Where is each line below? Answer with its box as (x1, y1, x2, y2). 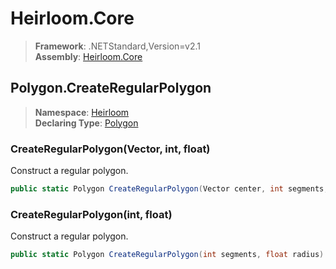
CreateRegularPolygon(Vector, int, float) (10, 142, 211, 156)
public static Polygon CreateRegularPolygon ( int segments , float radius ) (10, 250, 325, 260)
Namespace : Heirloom (34, 106, 130, 118)
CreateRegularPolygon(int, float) (10, 207, 173, 221)
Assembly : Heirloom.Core (34, 50, 143, 62)
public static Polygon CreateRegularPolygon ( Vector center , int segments (10, 184, 325, 194)
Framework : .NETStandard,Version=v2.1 (34, 40, 201, 52)
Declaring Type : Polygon (34, 117, 139, 129)
